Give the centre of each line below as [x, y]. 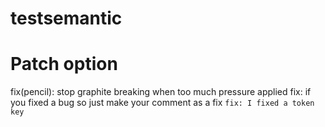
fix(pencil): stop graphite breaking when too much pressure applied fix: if [161, 92]
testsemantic [66, 18]
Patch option [64, 64]
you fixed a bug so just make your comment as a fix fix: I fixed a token [162, 103]
